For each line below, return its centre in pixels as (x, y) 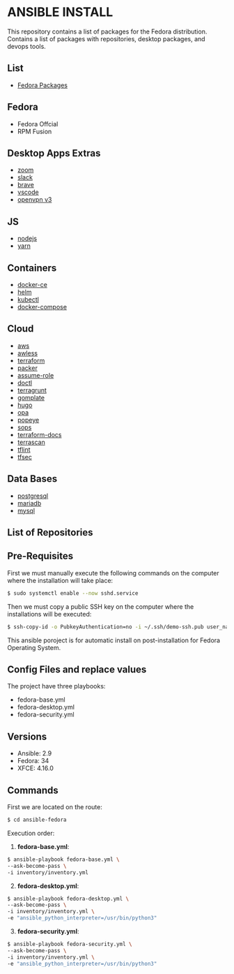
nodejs (27, 239)
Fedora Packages (42, 85)
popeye (28, 420)
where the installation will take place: (60, 580)
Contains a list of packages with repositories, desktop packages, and (106, 38)
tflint (24, 449)
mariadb (29, 503)
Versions (27, 736)
